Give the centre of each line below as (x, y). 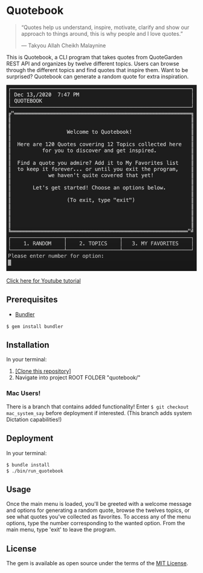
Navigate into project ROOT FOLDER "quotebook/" (78, 378)
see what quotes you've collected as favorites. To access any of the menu (99, 517)
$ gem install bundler (35, 326)
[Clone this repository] (43, 371)
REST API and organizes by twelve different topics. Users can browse (93, 64)
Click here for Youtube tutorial (43, 280)
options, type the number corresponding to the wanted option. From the (96, 523)
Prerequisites (32, 300)
